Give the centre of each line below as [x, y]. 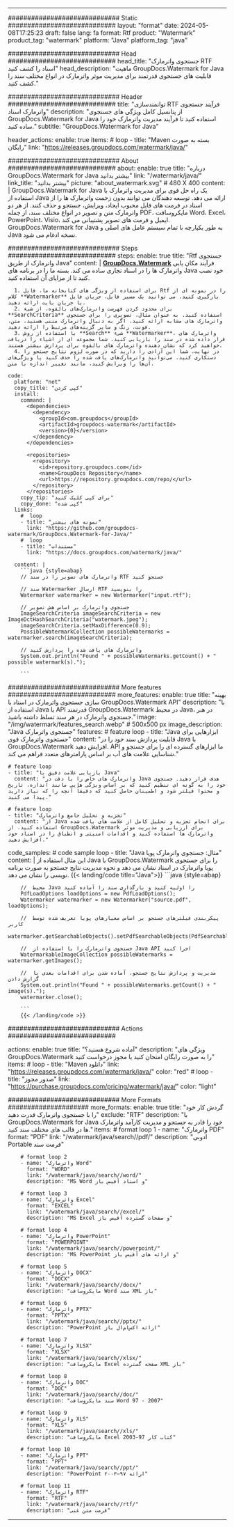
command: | [36, 400]
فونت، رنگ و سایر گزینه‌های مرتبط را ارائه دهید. [80, 327]
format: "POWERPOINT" [58, 1242]
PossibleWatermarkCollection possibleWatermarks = [95, 632]
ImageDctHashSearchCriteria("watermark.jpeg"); [78, 620]
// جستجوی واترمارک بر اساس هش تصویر [75, 607]
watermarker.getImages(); [45, 961]
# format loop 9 [44, 1413]
